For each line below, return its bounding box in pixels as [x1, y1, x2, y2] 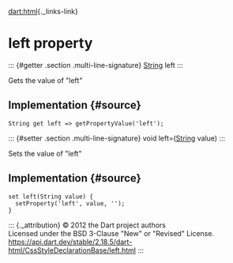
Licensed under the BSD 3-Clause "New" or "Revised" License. [8, 228, 215, 238]
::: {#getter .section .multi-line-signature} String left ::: [8, 60, 183, 70]
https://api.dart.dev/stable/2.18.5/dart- [8, 237, 133, 246]
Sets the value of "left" [8, 148, 82, 158]
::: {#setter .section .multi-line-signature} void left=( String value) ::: [8, 133, 226, 143]
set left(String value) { [8, 193, 93, 201]
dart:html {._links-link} [8, 7, 79, 16]
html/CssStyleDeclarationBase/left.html [8, 245, 137, 255]
